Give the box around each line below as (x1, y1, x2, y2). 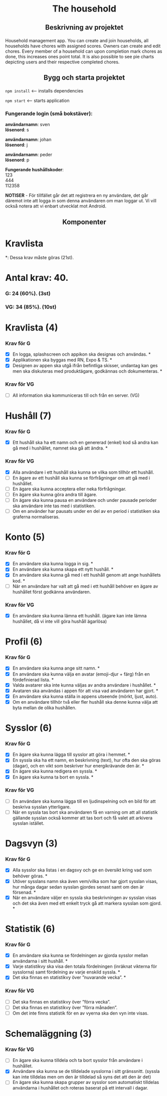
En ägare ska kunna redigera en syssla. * (12, 768, 97, 774)
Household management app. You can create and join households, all (5, 37, 149, 43)
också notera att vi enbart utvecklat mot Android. (5, 203, 107, 209)
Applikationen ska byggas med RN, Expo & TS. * (12, 357, 112, 363)
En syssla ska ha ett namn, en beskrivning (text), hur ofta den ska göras (12, 757, 161, 763)
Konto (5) (5, 531, 45, 543)
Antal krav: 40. (5, 272, 69, 283)
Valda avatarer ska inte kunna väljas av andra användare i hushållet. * (12, 682, 156, 688)
